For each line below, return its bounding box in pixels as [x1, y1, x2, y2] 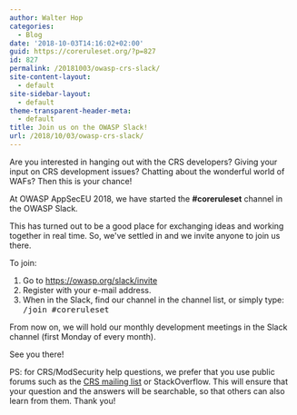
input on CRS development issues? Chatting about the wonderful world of [9, 165, 285, 177]
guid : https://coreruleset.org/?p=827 [9, 47, 156, 56]
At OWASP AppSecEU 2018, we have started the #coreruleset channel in [9, 193, 283, 204]
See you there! [9, 349, 64, 360]
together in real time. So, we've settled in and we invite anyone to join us [9, 230, 281, 241]
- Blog [17, 30, 43, 39]
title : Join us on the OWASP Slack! [9, 124, 148, 133]
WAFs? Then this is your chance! [9, 175, 133, 186]
